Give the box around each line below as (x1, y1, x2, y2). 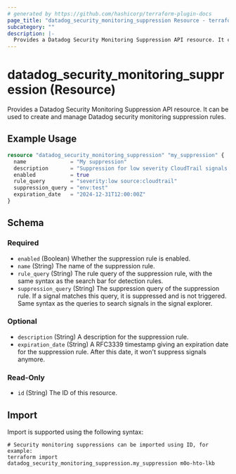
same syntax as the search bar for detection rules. (17, 276, 164, 285)
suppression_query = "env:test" (13, 185, 109, 192)
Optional (7, 316, 37, 326)
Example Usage (7, 133, 77, 145)
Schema (7, 217, 44, 229)
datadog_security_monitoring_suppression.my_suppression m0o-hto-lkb (7, 459, 216, 467)
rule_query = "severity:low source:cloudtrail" (13, 177, 178, 185)
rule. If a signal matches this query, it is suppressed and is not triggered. (17, 292, 227, 300)
